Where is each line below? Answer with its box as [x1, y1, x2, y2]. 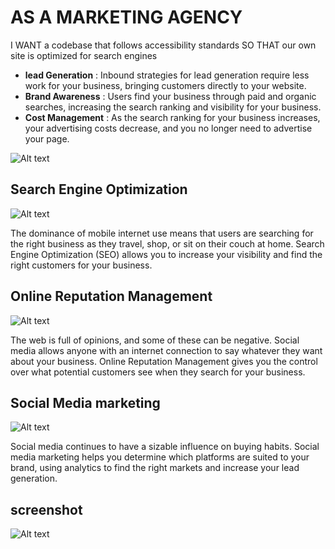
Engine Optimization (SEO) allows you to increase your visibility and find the [10, 248, 323, 260]
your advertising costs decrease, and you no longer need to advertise [24, 122, 313, 134]
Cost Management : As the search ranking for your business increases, [24, 111, 321, 123]
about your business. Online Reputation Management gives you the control [10, 355, 318, 367]
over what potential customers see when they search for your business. [10, 366, 306, 378]
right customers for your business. [10, 259, 153, 271]
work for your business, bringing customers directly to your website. [24, 79, 307, 91]
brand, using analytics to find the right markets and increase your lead [10, 462, 300, 474]
